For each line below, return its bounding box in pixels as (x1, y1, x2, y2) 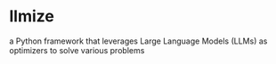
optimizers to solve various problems (9, 44, 145, 55)
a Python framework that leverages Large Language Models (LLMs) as (9, 36, 268, 46)
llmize (9, 6, 55, 27)
